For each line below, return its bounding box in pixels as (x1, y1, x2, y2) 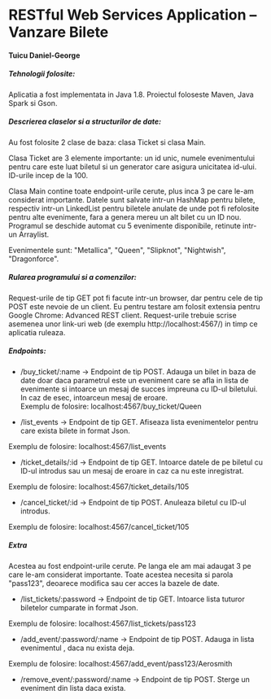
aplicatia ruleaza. (8, 327, 66, 337)
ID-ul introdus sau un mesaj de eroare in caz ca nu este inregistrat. (20, 465, 244, 475)
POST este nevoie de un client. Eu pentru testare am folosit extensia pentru (8, 301, 260, 311)
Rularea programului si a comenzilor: (8, 273, 137, 282)
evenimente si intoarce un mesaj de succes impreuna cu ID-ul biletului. (20, 384, 258, 394)
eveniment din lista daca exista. (20, 683, 126, 692)
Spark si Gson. (8, 98, 58, 107)
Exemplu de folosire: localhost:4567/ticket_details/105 (8, 482, 190, 491)
